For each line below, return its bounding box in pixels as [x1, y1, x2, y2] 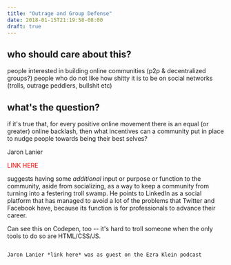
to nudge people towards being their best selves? [7, 135, 148, 142]
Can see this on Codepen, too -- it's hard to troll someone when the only [7, 225, 214, 233]
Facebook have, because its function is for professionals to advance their [7, 204, 216, 212]
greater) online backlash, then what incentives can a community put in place [7, 127, 224, 135]
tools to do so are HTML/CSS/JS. [7, 232, 101, 240]
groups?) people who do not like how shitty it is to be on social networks [7, 74, 213, 83]
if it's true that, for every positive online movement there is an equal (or [7, 120, 209, 128]
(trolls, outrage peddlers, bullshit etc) [7, 81, 112, 90]
